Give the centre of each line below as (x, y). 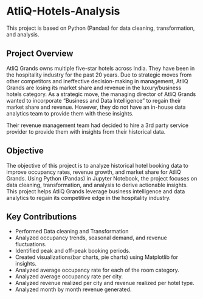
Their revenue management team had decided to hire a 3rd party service (98, 125)
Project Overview (40, 54)
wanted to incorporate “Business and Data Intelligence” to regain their (94, 100)
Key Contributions (42, 217)
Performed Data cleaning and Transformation (72, 232)
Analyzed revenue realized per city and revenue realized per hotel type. (105, 283)
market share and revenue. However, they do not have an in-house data (96, 107)
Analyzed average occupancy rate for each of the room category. (97, 270)
